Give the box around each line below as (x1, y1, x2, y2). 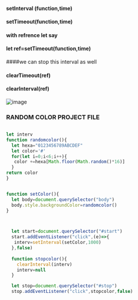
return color (6, 170, 38, 176)
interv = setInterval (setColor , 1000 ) (14, 239, 101, 246)
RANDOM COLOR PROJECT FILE (6, 113, 100, 121)
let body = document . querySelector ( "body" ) (11, 196, 115, 203)
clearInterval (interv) (17, 261, 73, 268)
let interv (6, 131, 33, 138)
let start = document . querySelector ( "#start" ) (11, 229, 123, 235)
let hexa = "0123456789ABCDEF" (11, 142, 83, 149)
